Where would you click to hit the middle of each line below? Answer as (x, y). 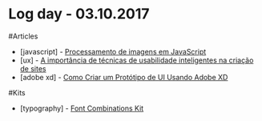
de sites (33, 68)
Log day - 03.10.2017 (79, 14)
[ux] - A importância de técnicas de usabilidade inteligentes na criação (137, 60)
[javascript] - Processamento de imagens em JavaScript (113, 51)
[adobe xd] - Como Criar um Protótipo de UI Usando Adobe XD (124, 77)
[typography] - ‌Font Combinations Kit (82, 108)
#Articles (23, 36)
